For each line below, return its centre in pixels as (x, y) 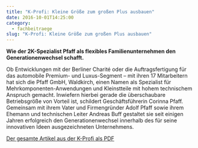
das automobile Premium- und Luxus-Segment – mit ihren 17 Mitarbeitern (97, 76)
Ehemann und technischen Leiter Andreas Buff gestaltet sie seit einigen (95, 114)
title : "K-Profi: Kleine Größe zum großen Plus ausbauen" (80, 12)
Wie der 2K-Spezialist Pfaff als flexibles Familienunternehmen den (91, 51)
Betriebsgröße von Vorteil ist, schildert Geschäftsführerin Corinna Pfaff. (95, 101)
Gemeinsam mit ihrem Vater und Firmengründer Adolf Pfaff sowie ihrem (95, 108)
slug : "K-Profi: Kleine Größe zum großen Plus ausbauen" (79, 34)
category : (19, 23)
